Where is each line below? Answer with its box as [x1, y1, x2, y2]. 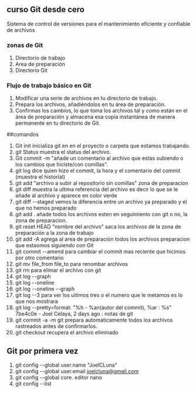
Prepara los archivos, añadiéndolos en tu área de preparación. [15, 101, 166, 108]
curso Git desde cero [6, 5, 85, 15]
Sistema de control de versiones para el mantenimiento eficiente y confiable [6, 20, 191, 27]
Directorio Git [15, 67, 48, 74]
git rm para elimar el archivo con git [15, 266, 102, 274]
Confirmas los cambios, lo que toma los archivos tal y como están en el [15, 107, 188, 114]
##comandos [6, 131, 39, 138]
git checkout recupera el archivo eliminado [15, 329, 119, 336]
